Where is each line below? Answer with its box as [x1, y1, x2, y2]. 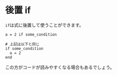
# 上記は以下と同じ [5, 41, 40, 46]
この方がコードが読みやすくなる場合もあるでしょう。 [5, 64, 115, 70]
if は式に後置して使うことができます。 [5, 22, 84, 28]
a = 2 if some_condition [5, 32, 57, 37]
